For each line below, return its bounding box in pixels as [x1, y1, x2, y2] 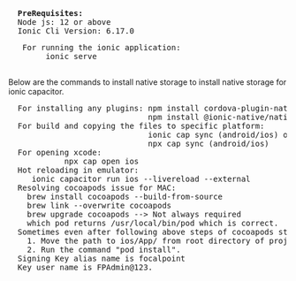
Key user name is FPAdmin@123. [17, 262, 154, 272]
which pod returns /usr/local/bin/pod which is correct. [27, 218, 279, 228]
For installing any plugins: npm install [17, 103, 200, 113]
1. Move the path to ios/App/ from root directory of [27, 236, 265, 246]
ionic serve [45, 51, 98, 61]
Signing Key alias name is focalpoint [17, 254, 186, 263]
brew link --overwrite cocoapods [27, 201, 172, 210]
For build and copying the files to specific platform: [17, 121, 265, 131]
